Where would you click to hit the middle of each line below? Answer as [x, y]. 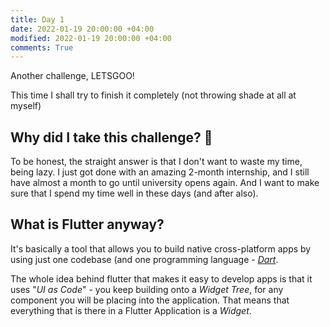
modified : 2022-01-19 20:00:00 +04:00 [91, 38]
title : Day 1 [37, 19]
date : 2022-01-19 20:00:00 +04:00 [82, 29]
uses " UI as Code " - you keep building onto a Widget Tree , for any [147, 289]
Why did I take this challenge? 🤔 [111, 137]
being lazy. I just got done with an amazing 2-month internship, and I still [160, 172]
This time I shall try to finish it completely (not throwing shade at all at [153, 95]
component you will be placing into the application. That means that [150, 300]
